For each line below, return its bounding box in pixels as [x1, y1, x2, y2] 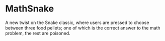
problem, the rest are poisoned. [5, 30, 70, 36]
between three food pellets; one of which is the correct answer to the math [5, 24, 160, 30]
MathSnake [5, 3, 54, 14]
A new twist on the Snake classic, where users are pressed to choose [5, 19, 149, 25]
